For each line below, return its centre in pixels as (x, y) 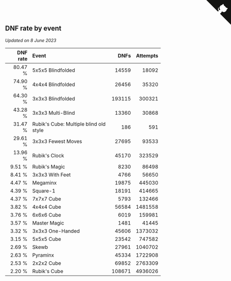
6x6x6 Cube (47, 215)
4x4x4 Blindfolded (54, 84)
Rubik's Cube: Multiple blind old (69, 124)
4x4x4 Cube (47, 207)
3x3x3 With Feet (51, 175)
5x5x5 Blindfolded (54, 70)
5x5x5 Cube (47, 239)
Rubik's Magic (48, 167)
